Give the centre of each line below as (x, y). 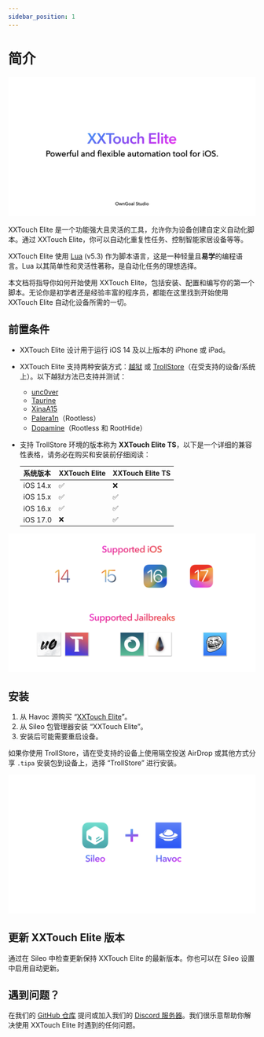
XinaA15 (44, 409)
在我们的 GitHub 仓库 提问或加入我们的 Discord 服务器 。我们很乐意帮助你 (126, 1015)
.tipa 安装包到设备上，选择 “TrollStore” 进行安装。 (99, 763)
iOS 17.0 (38, 519)
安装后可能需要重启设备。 (61, 737)
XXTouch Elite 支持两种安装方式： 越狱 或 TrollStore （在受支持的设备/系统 (137, 366)
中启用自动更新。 (36, 968)
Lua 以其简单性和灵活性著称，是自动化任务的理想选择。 (111, 266)
